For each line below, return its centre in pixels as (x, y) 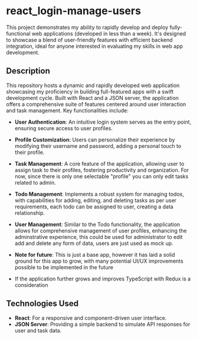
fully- (176, 27)
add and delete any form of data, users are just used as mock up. (94, 243)
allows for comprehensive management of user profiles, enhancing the (101, 230)
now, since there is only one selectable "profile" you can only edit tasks (101, 176)
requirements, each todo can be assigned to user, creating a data (94, 206)
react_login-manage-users (74, 11)
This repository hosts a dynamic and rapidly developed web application (93, 85)
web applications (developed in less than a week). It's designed (109, 33)
